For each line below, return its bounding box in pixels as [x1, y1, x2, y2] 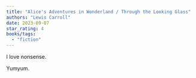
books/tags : [6, 31, 36, 37]
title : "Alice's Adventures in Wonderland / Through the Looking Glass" [6, 8, 191, 15]
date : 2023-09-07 [6, 20, 50, 26]
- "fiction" [11, 37, 42, 43]
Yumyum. [6, 65, 30, 72]
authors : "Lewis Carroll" [6, 14, 71, 20]
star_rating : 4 [6, 25, 44, 32]
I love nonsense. [6, 53, 47, 60]
